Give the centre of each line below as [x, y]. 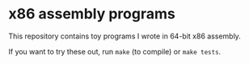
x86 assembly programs [92, 14]
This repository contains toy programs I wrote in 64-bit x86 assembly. [124, 36]
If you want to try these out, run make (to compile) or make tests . [115, 51]
